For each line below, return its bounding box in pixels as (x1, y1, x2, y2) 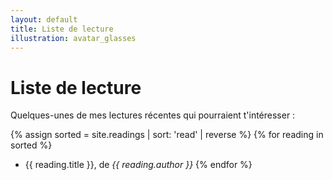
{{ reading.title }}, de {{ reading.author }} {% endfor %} (24, 159, 253, 171)
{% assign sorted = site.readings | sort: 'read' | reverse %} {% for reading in (10, 129, 324, 141)
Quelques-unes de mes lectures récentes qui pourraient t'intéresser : (10, 109, 296, 121)
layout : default (10, 14, 78, 25)
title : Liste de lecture (10, 24, 114, 34)
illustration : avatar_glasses (10, 33, 137, 43)
